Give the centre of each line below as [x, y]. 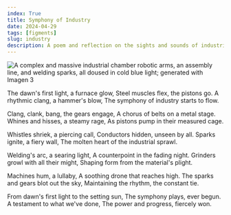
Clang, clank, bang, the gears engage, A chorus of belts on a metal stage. [111, 114]
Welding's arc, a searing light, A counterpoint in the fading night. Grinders [111, 155]
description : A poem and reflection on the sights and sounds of [102, 45]
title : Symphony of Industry [49, 20]
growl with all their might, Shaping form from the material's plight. [100, 162]
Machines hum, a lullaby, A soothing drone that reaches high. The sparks [111, 176]
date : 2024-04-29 [32, 26]
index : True [24, 13]
